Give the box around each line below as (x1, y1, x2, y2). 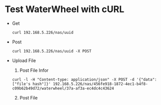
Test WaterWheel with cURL (5, 4, 125, 15)
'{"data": (136, 77, 157, 82)
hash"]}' (32, 81, 51, 86)
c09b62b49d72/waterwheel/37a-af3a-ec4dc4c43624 (12, 86, 114, 91)
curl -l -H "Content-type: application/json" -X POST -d (12, 77, 135, 82)
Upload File (12, 57, 36, 64)
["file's (12, 81, 31, 86)
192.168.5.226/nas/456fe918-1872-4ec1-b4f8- (52, 81, 148, 86)
